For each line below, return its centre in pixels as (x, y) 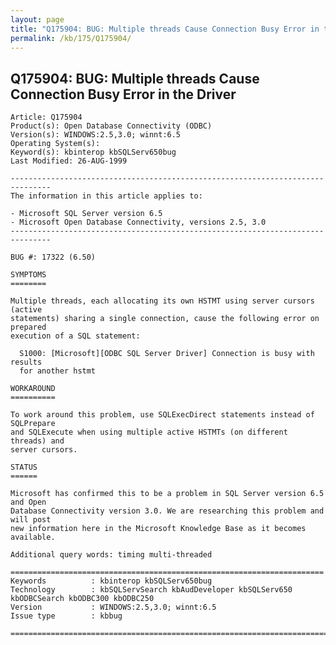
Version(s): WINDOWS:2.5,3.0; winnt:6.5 (96, 135)
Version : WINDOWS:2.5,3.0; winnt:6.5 (113, 607)
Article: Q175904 (46, 117)
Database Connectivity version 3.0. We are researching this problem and (167, 511)
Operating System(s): (55, 144)
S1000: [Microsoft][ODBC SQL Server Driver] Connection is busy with (167, 354)
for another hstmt (58, 371)
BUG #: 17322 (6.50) (53, 257)
